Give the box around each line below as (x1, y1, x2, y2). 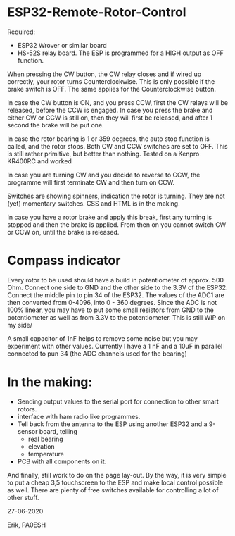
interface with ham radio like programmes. (17, 412, 141, 420)
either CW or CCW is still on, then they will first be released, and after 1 (7, 113, 213, 122)
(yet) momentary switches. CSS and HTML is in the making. (7, 199, 181, 208)
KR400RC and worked (7, 156, 72, 166)
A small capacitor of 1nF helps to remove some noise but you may (7, 334, 198, 342)
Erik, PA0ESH (7, 521, 46, 529)
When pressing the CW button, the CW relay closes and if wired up (7, 70, 202, 78)
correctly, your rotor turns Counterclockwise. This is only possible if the (7, 77, 215, 85)
